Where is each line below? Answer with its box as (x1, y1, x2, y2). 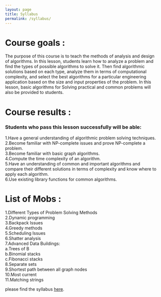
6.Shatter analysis (5, 235, 41, 241)
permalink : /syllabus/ (5, 16, 51, 21)
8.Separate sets (5, 261, 37, 267)
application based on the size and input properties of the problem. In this (5, 79, 151, 85)
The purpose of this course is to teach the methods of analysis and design (5, 53, 155, 59)
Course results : (5, 107, 71, 117)
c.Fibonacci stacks (5, 256, 43, 262)
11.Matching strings (5, 277, 44, 282)
